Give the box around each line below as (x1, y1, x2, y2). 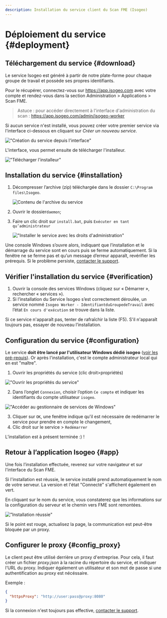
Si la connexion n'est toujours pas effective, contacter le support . (5, 608, 139, 614)
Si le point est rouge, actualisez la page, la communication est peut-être (5, 521, 153, 527)
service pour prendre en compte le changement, (12, 419, 112, 425)
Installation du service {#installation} (5, 171, 123, 180)
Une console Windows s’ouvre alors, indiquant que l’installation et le (5, 242, 145, 248)
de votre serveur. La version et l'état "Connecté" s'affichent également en (5, 482, 157, 488)
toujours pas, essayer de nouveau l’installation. (5, 322, 101, 328)
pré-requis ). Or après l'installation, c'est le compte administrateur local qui (5, 355, 158, 361)
